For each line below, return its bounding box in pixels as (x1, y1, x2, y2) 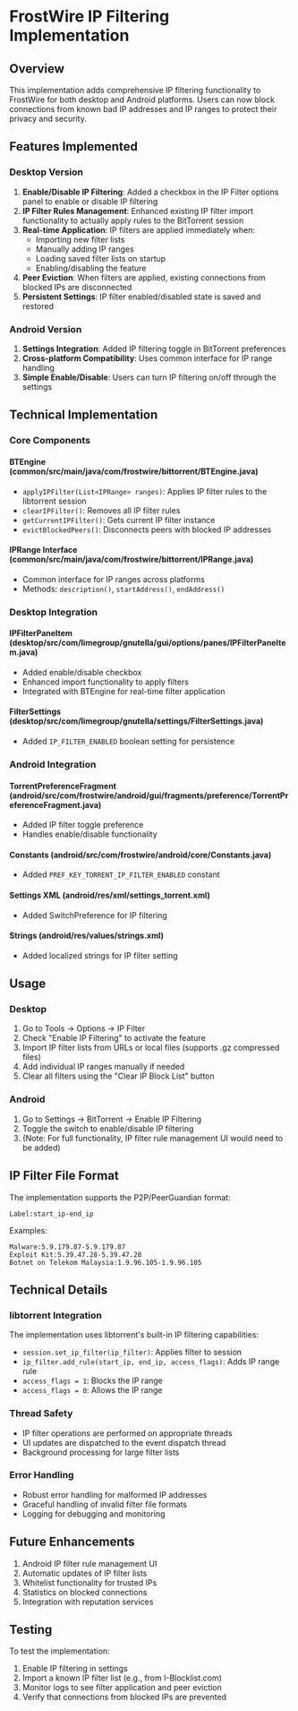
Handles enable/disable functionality (21, 829, 158, 839)
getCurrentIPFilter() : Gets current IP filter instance (21, 514, 216, 525)
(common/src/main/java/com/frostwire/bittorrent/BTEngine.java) (9, 466, 259, 477)
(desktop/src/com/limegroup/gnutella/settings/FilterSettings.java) (9, 716, 264, 727)
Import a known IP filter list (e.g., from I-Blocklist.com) (21, 1672, 222, 1683)
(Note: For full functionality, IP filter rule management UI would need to (21, 1132, 284, 1143)
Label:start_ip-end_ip (9, 1209, 94, 1218)
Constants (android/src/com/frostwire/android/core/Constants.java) (9, 849, 272, 860)
